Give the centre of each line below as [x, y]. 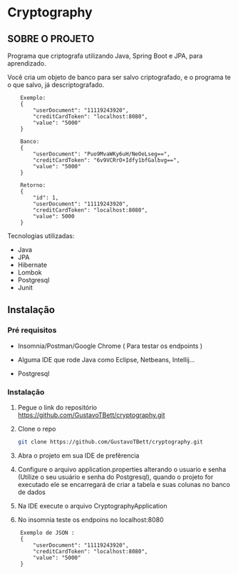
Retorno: [33, 185]
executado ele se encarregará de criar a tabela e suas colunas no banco [124, 484]
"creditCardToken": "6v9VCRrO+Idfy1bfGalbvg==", [107, 160]
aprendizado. [27, 63]
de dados [32, 492]
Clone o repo [37, 429]
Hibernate [32, 265]
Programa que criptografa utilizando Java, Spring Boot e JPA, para [105, 56]
